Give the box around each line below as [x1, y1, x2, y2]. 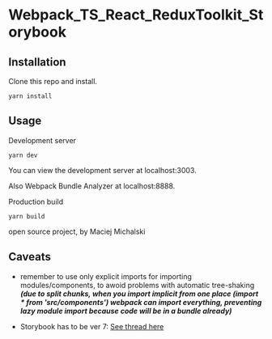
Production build [8, 197, 64, 206]
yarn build [8, 212, 45, 220]
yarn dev [8, 151, 38, 159]
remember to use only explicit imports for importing [19, 271, 193, 281]
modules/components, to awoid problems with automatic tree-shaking [19, 280, 255, 290]
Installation [8, 55, 66, 69]
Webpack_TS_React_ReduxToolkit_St [8, 6, 264, 24]
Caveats [8, 250, 51, 264]
